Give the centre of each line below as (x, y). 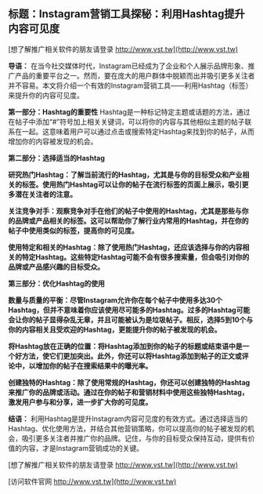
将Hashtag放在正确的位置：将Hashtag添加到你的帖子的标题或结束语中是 (125, 346)
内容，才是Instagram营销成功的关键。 (82, 448)
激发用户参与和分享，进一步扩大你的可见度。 (80, 401)
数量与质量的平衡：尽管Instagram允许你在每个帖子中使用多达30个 (115, 300)
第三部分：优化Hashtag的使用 (57, 283)
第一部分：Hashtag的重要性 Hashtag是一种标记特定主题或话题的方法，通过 (129, 111)
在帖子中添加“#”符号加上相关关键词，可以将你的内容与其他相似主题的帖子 (126, 122)
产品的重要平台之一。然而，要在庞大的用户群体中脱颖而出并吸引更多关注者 (135, 75)
